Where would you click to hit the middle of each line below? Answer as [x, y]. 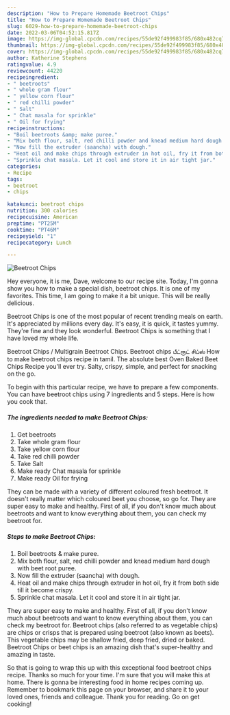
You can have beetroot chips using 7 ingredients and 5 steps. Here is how [111, 394]
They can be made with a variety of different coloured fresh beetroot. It [107, 492]
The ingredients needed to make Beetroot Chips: [78, 417]
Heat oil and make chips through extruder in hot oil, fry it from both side [118, 583]
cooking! [20, 704]
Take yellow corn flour [48, 449]
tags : [15, 179]
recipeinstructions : [37, 128]
